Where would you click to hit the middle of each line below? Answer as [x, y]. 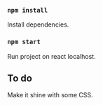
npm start [24, 42]
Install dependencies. [38, 24]
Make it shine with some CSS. [50, 95]
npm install [28, 10]
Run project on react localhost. [51, 56]
